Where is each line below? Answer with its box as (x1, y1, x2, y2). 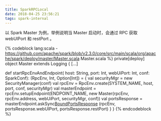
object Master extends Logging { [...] (5, 61, 78, 67)
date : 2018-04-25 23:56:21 (5, 12, 59, 16)
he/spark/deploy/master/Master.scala (5, 56, 80, 62)
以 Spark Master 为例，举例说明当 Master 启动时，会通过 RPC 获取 (5, 30, 138, 36)
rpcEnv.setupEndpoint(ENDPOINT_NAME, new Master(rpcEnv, (5, 91, 130, 96)
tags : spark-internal (5, 16, 49, 21)
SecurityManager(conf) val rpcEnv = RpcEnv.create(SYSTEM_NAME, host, (5, 81, 154, 86)
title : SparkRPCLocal (5, 7, 49, 12)
